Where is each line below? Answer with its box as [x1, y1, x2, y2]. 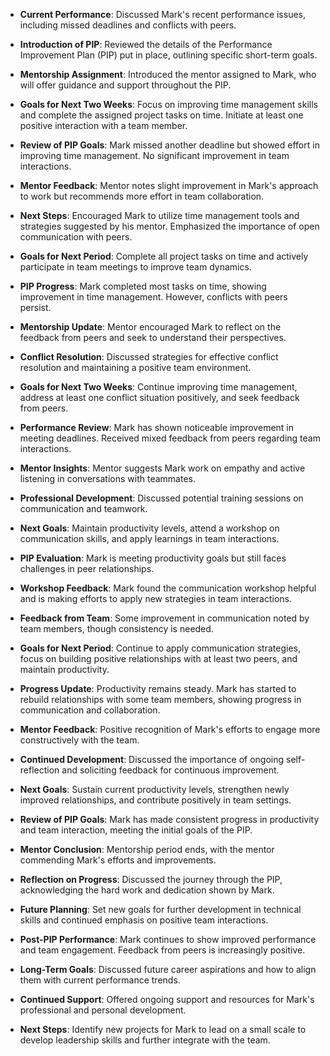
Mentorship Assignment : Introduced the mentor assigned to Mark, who [19, 69, 317, 80]
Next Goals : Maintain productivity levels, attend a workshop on [19, 522, 280, 534]
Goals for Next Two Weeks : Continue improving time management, [19, 381, 298, 393]
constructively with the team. [19, 734, 140, 746]
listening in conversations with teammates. [19, 473, 196, 484]
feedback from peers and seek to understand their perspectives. [19, 332, 287, 343]
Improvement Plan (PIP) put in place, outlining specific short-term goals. [19, 49, 318, 61]
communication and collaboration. [19, 704, 161, 716]
